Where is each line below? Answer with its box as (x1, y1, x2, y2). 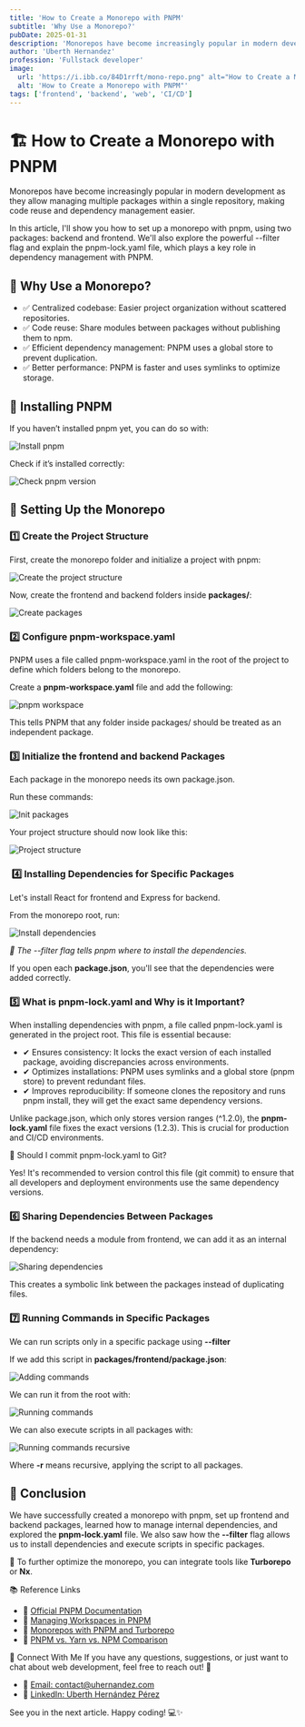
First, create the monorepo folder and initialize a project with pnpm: (9, 554, 261, 565)
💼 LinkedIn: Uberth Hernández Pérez (22, 1689, 161, 1700)
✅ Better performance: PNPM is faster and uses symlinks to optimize (22, 362, 280, 373)
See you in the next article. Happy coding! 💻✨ (9, 1707, 183, 1718)
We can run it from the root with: (9, 1389, 131, 1399)
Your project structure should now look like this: (9, 827, 188, 838)
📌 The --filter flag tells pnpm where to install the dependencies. (9, 944, 247, 955)
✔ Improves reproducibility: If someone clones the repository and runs (22, 1085, 286, 1096)
